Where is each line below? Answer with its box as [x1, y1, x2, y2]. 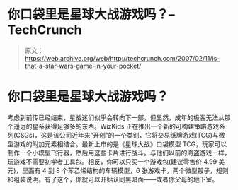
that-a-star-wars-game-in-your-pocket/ [24, 61, 142, 70]
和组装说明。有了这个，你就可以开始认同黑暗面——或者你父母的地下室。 [7, 174, 218, 184]
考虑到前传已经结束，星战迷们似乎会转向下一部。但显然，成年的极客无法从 [7, 113, 225, 121]
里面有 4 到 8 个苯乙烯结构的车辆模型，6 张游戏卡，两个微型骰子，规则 [22, 166, 229, 174]
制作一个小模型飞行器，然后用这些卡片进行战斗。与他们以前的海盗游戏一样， [7, 148, 231, 157]
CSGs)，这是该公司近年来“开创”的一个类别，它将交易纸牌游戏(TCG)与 [16, 131, 220, 139]
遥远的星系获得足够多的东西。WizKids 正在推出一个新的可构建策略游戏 [13, 121, 220, 131]
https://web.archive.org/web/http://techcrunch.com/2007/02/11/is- [24, 54, 220, 62]
